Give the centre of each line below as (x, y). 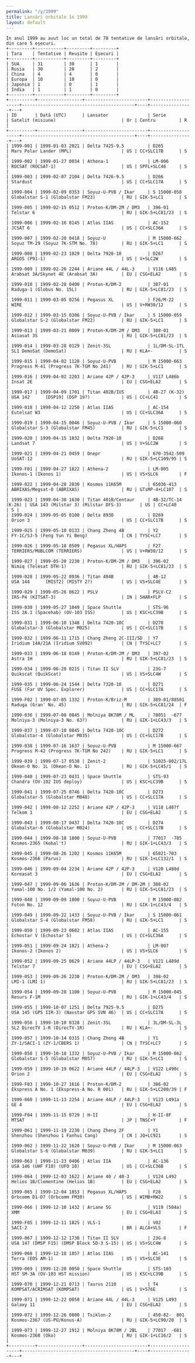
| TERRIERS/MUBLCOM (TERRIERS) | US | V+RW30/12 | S (97, 551)
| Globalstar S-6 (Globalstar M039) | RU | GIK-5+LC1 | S (97, 1151)
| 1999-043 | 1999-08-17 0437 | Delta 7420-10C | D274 (85, 823)
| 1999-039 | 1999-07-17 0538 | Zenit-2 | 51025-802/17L (97, 761)
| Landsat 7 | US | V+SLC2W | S (97, 444)
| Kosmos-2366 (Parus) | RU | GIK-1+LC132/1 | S (97, 859)
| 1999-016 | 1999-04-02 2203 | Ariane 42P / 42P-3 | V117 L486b (93, 377)
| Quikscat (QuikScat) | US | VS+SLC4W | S (97, 674)
